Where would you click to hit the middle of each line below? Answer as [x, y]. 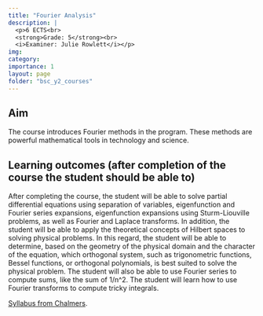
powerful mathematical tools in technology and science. [99, 140]
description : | [33, 23]
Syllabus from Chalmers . [48, 303]
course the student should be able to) [102, 177]
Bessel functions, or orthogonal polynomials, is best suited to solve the [122, 263]
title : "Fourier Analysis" [52, 15]
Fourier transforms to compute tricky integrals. [84, 288]
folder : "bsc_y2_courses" [50, 81]
